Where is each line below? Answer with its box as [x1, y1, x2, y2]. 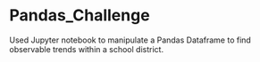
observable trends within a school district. [9, 43, 164, 54]
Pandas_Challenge [9, 5, 150, 26]
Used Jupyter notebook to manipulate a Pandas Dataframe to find [9, 35, 252, 45]
